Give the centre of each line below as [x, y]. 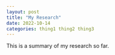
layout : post [23, 12]
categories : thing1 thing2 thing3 [50, 29]
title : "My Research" [34, 18]
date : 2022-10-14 [28, 23]
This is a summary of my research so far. [58, 46]
